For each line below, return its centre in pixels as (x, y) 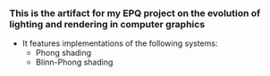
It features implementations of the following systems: (120, 43)
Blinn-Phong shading (74, 62)
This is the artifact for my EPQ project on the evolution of (135, 13)
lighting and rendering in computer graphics (107, 24)
